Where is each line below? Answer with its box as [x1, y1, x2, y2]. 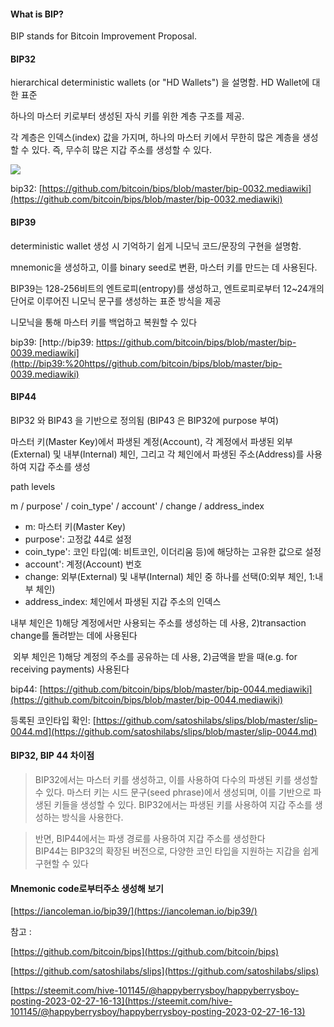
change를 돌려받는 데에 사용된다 [10, 629, 138, 641]
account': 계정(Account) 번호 [24, 558, 143, 570]
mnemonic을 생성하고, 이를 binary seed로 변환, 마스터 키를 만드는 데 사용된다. [10, 261, 318, 273]
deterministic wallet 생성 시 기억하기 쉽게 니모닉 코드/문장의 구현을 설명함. [10, 240, 302, 252]
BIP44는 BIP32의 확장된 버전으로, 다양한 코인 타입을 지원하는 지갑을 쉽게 [34, 845, 320, 857]
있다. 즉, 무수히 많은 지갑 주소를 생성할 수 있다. [31, 144, 212, 156]
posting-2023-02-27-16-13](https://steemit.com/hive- [10, 995, 233, 1007]
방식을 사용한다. [61, 811, 124, 824]
